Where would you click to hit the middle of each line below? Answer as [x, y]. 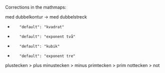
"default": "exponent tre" [47, 56]
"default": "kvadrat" [42, 27]
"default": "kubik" [39, 46]
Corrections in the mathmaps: [36, 7]
